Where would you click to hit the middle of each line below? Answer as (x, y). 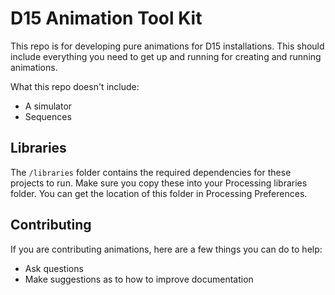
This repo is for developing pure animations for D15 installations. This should (167, 46)
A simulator (48, 106)
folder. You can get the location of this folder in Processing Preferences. (159, 193)
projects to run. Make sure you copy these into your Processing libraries (159, 183)
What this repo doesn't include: (75, 86)
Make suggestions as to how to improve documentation (139, 279)
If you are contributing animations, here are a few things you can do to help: (166, 249)
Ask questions (54, 268)
